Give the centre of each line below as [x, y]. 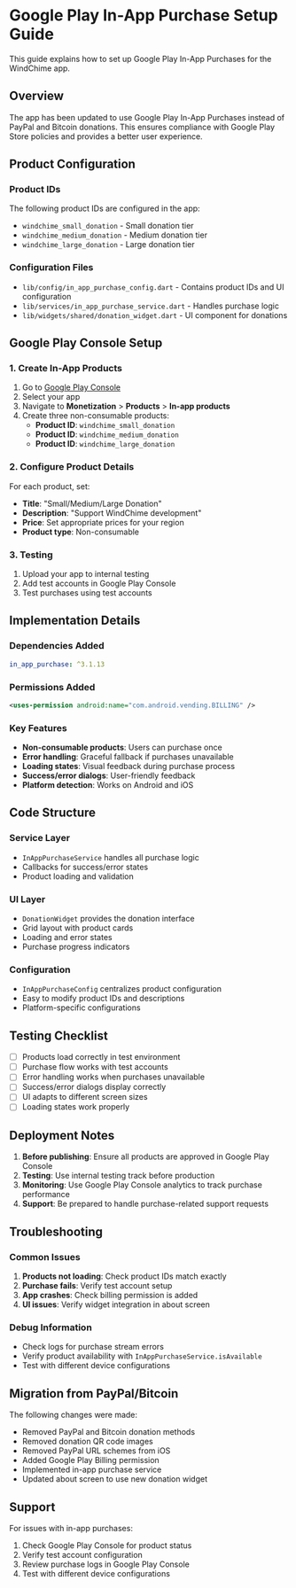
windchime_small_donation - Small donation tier [108, 226]
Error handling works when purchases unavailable [113, 1077]
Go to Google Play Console [71, 387]
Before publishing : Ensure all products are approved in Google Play [146, 1156]
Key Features [39, 728]
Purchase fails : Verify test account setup [97, 1286]
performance [46, 1195]
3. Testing [31, 555]
